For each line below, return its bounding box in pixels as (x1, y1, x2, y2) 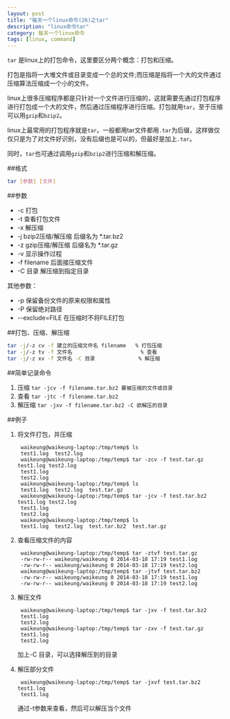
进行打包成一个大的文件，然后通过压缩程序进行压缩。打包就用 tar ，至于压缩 (7, 103, 223, 111)
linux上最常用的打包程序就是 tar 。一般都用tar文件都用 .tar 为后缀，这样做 (7, 126, 214, 135)
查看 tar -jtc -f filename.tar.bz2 (17, 392, 119, 400)
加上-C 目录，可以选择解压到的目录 (17, 650, 118, 659)
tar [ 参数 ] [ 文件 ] (7, 178, 57, 185)
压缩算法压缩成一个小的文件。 (7, 79, 92, 87)
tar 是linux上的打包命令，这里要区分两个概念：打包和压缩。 (7, 56, 178, 64)
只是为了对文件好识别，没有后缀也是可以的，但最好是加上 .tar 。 (12, 135, 196, 143)
